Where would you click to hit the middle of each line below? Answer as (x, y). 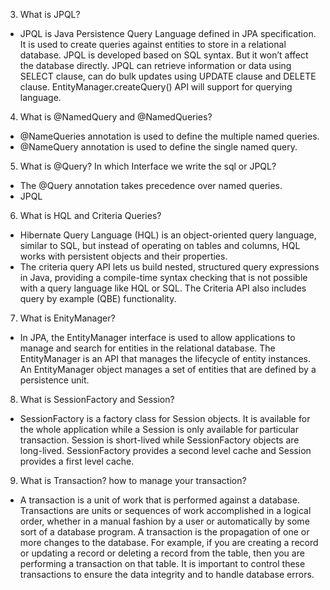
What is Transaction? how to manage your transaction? (133, 480)
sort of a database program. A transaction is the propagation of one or (164, 532)
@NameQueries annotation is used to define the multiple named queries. (169, 136)
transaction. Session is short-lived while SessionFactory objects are (159, 440)
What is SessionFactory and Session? (97, 399)
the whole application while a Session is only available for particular (159, 429)
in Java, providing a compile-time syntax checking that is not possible (163, 277)
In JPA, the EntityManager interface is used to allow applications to (157, 337)
